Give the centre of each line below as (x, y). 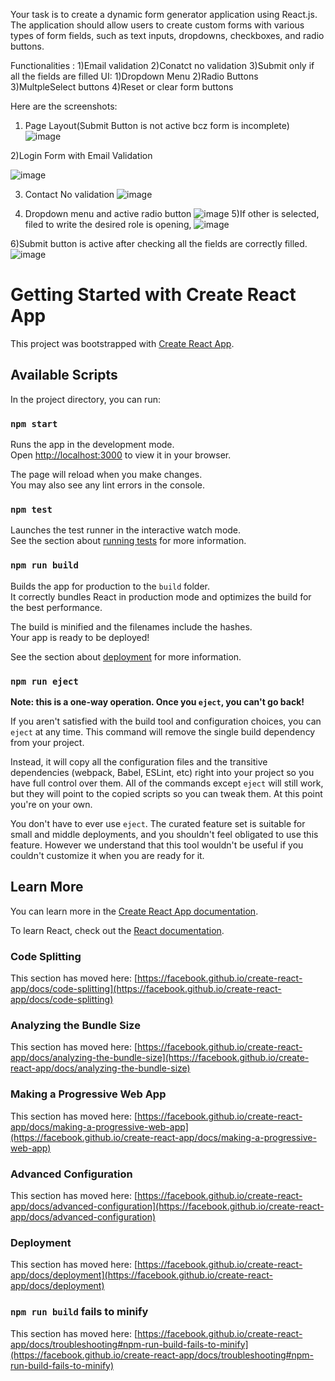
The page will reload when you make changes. (106, 475)
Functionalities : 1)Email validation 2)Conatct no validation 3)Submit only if (162, 65)
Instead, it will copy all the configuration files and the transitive (139, 761)
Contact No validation (69, 194)
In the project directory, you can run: (85, 399)
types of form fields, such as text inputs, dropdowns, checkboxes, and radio (167, 35)
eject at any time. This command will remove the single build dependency (163, 731)
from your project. (47, 742)
